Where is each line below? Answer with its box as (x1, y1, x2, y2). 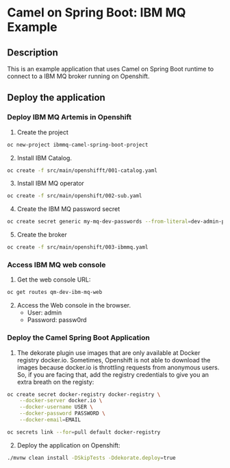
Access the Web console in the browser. (16, 301, 131, 310)
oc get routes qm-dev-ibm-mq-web (7, 289, 103, 296)
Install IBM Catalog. (16, 153, 72, 162)
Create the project (16, 128, 68, 136)
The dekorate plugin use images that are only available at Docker (16, 348, 201, 357)
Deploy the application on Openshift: (16, 441, 120, 449)
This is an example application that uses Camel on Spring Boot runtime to (7, 65, 214, 73)
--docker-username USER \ (19, 404, 94, 410)
